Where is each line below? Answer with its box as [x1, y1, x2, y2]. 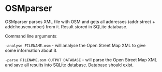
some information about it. [5, 48, 58, 53]
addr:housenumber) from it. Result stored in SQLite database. [5, 24, 128, 29]
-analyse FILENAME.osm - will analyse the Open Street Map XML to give [5, 42, 146, 48]
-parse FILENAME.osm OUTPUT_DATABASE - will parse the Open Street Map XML [5, 57, 157, 62]
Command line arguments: [5, 33, 58, 39]
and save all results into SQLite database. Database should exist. [5, 62, 134, 68]
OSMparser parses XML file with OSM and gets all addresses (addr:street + [5, 19, 156, 24]
